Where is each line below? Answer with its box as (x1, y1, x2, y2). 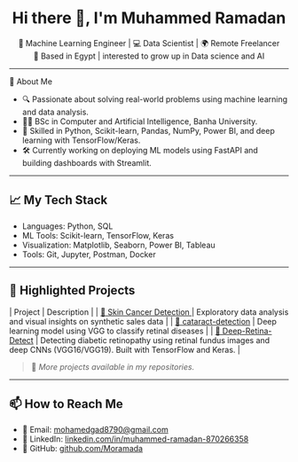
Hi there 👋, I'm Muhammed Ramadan (12, 8, 286, 28)
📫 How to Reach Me (9, 396, 123, 411)
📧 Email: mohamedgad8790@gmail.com (21, 425, 169, 435)
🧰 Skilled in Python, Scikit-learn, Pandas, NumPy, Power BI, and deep (21, 125, 275, 136)
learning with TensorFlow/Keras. (21, 135, 141, 145)
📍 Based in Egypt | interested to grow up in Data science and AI (33, 51, 265, 61)
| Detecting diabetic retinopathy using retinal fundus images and (35, 334, 271, 345)
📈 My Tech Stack (9, 192, 108, 208)
